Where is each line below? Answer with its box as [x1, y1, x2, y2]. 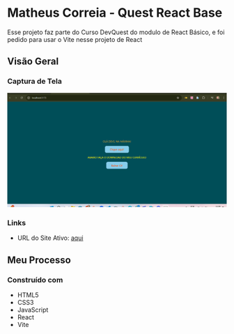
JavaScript [17, 305, 49, 314]
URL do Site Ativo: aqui [17, 234, 84, 242]
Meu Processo [7, 254, 71, 266]
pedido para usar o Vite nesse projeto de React [7, 35, 143, 43]
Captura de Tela [7, 77, 63, 86]
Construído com [7, 275, 63, 284]
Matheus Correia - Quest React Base [7, 5, 223, 21]
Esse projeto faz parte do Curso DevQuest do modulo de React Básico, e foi [7, 28, 225, 36]
